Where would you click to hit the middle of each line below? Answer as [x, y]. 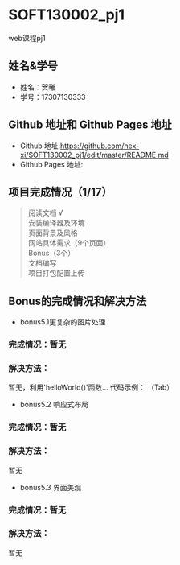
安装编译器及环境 [56, 223]
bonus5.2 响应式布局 [54, 405]
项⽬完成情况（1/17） [60, 192]
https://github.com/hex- [100, 146]
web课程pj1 [27, 38]
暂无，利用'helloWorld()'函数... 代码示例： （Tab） [91, 387]
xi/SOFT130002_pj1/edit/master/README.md [94, 155]
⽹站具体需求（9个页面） [69, 243]
